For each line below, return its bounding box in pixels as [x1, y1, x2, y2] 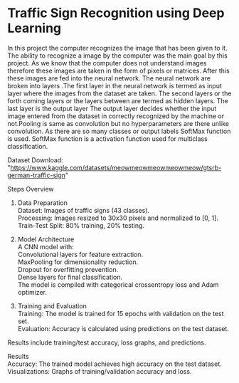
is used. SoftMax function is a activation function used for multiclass [7, 134, 208, 143]
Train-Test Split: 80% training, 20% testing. [17, 221, 144, 229]
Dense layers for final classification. [17, 273, 123, 281]
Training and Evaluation [17, 301, 87, 310]
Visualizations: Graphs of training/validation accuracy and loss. [7, 367, 192, 375]
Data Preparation [17, 198, 68, 207]
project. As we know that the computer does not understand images [7, 58, 207, 67]
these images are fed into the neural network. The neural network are [7, 73, 211, 83]
